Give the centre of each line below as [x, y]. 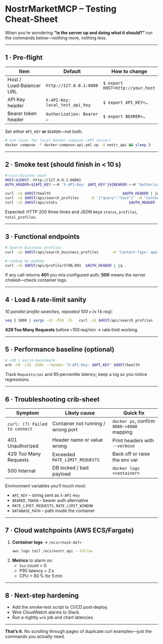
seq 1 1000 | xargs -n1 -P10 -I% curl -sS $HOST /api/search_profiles [79, 320]
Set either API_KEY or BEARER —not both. [44, 131]
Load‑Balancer [24, 85]
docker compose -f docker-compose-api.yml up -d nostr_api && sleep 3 [78, 145]
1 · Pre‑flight [24, 57]
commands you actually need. [35, 637]
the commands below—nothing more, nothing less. [56, 38]
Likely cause [80, 413]
